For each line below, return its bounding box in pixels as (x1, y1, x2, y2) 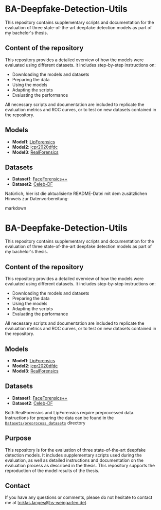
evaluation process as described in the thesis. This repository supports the (5, 462, 155, 468)
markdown (5, 205, 27, 211)
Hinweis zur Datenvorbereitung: (5, 196, 69, 202)
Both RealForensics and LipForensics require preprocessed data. (5, 409, 135, 415)
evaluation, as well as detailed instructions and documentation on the (5, 457, 144, 463)
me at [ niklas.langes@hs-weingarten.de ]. (5, 500, 88, 506)
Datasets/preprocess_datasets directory (5, 420, 86, 426)
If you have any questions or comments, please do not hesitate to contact (5, 494, 153, 500)
